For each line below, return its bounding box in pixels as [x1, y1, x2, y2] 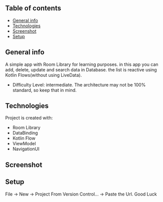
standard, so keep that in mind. [12, 87, 77, 93]
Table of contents [5, 4, 61, 13]
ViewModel [12, 141, 36, 147]
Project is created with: [5, 115, 53, 121]
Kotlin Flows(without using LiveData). [5, 72, 82, 78]
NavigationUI [12, 146, 40, 152]
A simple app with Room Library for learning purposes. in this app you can [5, 61, 159, 67]
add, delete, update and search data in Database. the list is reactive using [5, 66, 157, 72]
